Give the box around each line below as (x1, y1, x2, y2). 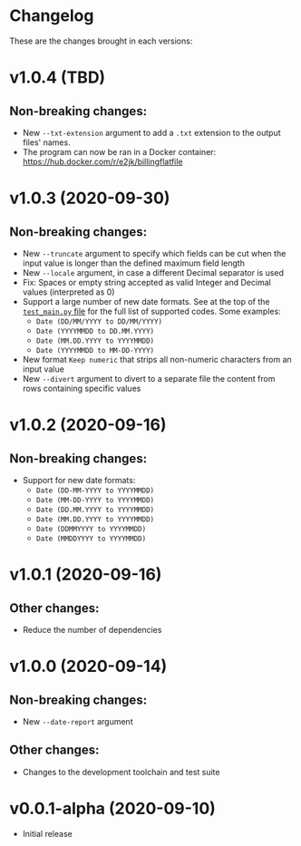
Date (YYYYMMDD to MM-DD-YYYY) (35, 345, 155, 355)
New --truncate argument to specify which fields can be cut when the (22, 248, 286, 258)
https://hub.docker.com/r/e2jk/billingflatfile (22, 156, 183, 167)
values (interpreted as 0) (22, 287, 115, 297)
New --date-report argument (22, 715, 133, 726)
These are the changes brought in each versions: (9, 35, 193, 46)
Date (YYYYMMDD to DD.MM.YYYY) (35, 326, 155, 335)
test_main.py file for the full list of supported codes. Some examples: (22, 306, 281, 316)
